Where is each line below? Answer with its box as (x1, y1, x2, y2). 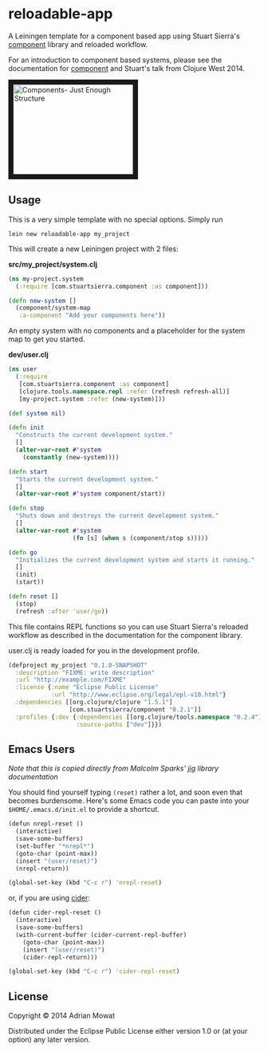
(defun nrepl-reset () (8, 820, 84, 828)
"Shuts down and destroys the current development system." (15, 512, 219, 520)
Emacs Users (8, 743, 76, 756)
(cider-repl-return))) (22, 953, 98, 961)
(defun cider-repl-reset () (8, 908, 102, 917)
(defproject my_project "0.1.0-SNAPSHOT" (8, 661, 148, 669)
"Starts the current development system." (15, 475, 159, 483)
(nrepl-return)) (15, 865, 69, 873)
